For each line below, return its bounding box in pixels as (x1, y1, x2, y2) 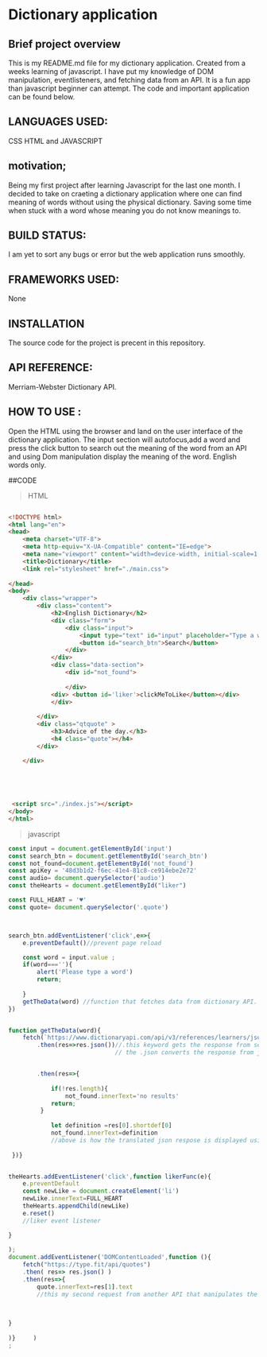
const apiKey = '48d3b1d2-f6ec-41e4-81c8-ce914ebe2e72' (8, 867, 197, 875)
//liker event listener (22, 1216, 102, 1225)
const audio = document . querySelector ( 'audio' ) (8, 874, 165, 882)
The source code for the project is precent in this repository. (8, 338, 206, 347)
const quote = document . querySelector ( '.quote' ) (8, 903, 169, 911)
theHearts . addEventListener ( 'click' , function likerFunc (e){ (8, 1173, 212, 1181)
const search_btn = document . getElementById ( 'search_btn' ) (8, 852, 208, 860)
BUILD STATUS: (8, 229, 87, 242)
